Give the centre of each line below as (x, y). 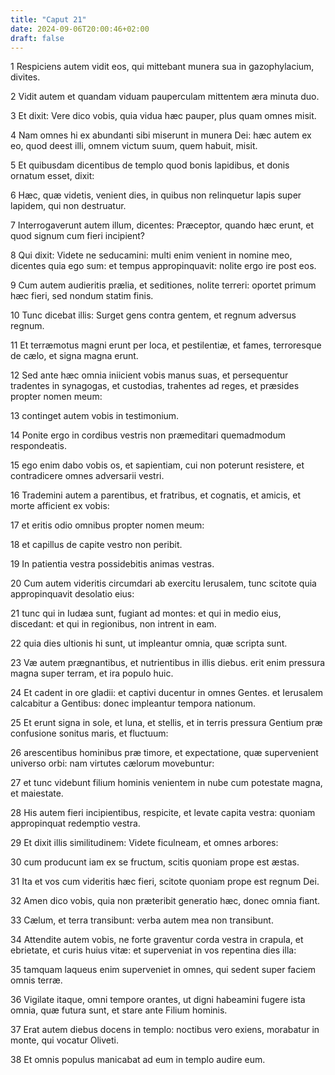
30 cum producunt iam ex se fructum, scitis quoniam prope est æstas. (155, 862)
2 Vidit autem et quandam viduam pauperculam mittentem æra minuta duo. (165, 97)
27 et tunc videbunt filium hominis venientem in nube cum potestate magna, (166, 783)
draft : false (37, 38)
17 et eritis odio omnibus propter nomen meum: (107, 525)
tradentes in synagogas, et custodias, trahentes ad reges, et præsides (155, 386)
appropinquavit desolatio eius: (72, 594)
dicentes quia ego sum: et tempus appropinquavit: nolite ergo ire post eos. (163, 266)
